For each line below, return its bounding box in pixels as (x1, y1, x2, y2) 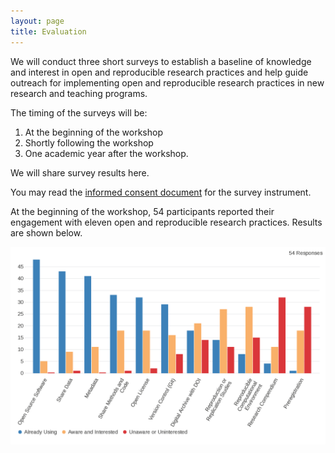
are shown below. (10, 226, 83, 239)
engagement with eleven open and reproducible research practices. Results (10, 216, 323, 228)
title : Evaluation (10, 26, 87, 37)
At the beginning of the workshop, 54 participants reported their (10, 205, 275, 217)
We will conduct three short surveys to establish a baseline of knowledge (10, 55, 312, 67)
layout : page (10, 16, 65, 26)
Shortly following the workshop (24, 136, 154, 149)
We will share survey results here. (10, 166, 150, 179)
